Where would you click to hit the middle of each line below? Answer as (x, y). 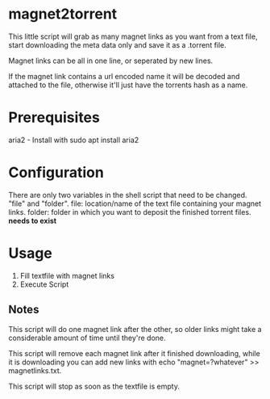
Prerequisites (54, 118)
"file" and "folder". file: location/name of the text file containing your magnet (135, 204)
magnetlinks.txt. (35, 370)
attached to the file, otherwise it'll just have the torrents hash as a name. (128, 85)
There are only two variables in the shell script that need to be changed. (128, 195)
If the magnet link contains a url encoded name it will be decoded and (124, 76)
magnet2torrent (63, 14)
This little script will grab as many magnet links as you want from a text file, (133, 36)
